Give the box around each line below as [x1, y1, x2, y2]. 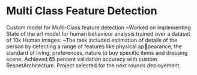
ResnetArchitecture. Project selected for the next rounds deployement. [6, 61, 181, 69]
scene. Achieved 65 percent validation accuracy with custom [6, 55, 157, 62]
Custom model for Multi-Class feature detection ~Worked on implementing [6, 24, 191, 31]
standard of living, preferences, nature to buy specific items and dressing [6, 49, 188, 56]
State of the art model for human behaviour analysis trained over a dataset [6, 30, 190, 37]
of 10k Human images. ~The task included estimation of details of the [6, 36, 178, 43]
